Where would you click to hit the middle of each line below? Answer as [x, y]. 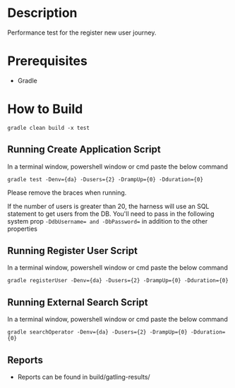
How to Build [45, 109]
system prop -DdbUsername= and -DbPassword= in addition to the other [108, 221]
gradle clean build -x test [49, 128]
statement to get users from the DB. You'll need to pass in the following [111, 214]
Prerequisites [48, 61]
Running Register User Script [72, 251]
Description [42, 13]
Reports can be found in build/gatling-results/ [84, 377]
